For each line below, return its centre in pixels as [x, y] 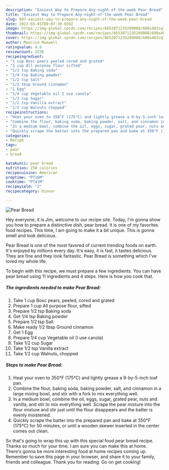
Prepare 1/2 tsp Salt [33, 322]
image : [13, 29]
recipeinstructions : [27, 112]
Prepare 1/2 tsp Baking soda [42, 311]
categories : [18, 136]
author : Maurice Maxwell [32, 43]
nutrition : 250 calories [32, 168]
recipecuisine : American [32, 173]
